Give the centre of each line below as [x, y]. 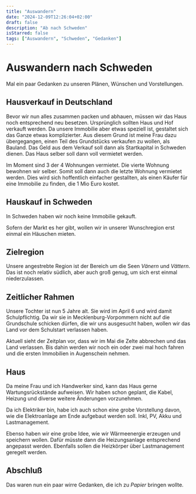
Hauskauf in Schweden [49, 202]
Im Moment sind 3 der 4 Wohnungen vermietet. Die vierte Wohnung [88, 165]
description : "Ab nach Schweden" [47, 28]
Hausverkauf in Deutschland [59, 102]
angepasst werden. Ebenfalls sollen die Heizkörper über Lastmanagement [95, 446]
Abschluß [24, 471]
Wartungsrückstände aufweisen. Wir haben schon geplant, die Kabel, [90, 392]
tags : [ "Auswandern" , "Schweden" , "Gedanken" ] [64, 39]
